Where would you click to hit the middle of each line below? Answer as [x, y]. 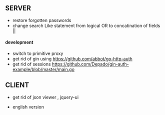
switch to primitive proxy [38, 53]
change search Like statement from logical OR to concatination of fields [86, 25]
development [19, 42]
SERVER [18, 8]
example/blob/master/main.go [43, 69]
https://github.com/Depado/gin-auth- [90, 64]
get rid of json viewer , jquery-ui [45, 97]
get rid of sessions [31, 64]
